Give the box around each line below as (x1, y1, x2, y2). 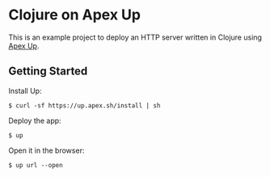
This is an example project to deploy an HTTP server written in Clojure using (8, 32, 263, 42)
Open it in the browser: (8, 145, 85, 155)
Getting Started (8, 65, 88, 78)
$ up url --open (8, 161, 63, 169)
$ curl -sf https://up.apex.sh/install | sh (8, 101, 161, 110)
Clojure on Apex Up (8, 6, 141, 24)
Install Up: (8, 86, 42, 95)
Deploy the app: (8, 116, 62, 125)
